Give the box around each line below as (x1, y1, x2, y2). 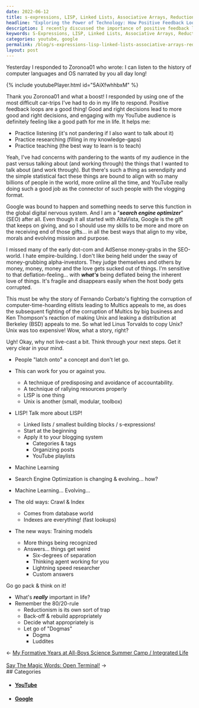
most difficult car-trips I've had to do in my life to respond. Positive (6, 99, 169, 106)
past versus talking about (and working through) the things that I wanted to (6, 160, 189, 167)
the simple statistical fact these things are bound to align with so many (6, 173, 178, 180)
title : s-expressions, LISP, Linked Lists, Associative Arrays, (6, 14, 168, 20)
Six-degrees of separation (32, 551, 97, 559)
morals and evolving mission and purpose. (6, 234, 110, 241)
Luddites (32, 637, 54, 645)
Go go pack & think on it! (6, 582, 66, 589)
